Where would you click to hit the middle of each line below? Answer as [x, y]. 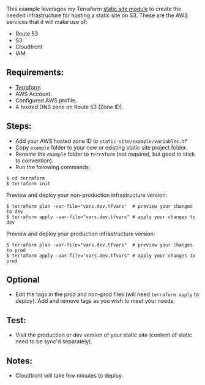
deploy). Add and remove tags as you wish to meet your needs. [95, 301]
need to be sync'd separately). [54, 341]
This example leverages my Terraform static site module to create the [94, 9]
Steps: [19, 126]
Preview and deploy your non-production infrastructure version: [87, 195]
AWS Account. [33, 94]
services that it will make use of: [47, 22]
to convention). [34, 160]
